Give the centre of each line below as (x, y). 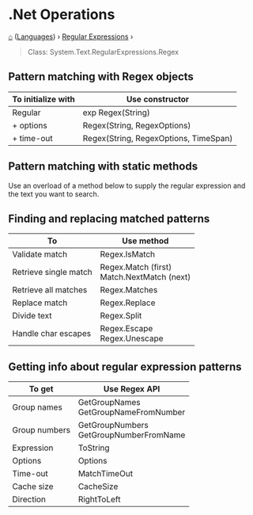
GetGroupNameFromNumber (132, 412)
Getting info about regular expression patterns (125, 366)
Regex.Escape (126, 329)
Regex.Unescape (132, 338)
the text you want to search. (54, 194)
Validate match (40, 254)
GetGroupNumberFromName (132, 435)
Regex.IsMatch (128, 254)
